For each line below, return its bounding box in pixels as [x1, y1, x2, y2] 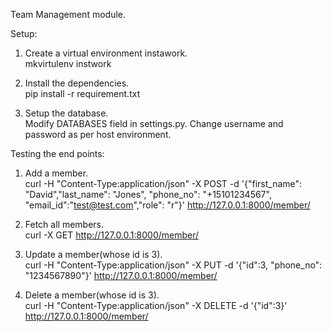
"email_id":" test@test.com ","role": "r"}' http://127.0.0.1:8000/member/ [24, 199, 311, 211]
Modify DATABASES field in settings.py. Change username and [24, 118, 284, 129]
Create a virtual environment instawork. [24, 47, 188, 59]
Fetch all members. [24, 219, 105, 230]
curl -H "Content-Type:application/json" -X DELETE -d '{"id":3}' [24, 300, 288, 311]
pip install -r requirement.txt [24, 88, 141, 99]
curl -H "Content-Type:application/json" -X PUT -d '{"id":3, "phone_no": [24, 259, 323, 271]
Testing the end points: [10, 148, 105, 159]
